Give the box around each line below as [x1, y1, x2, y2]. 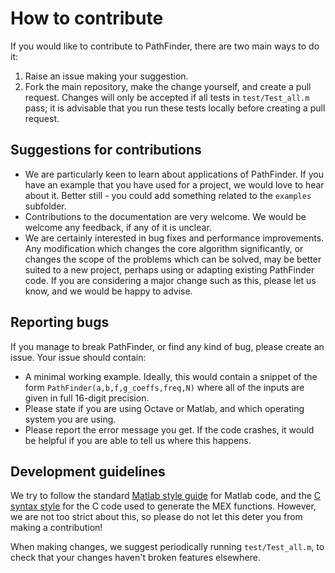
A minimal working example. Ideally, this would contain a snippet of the [24, 370, 318, 382]
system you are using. [24, 413, 117, 425]
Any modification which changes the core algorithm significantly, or [24, 242, 304, 254]
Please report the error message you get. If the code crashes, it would [24, 423, 315, 436]
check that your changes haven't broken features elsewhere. [10, 552, 261, 564]
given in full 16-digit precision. [24, 392, 150, 404]
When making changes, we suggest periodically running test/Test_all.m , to [10, 541, 325, 553]
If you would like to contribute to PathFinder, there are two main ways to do [10, 40, 320, 52]
